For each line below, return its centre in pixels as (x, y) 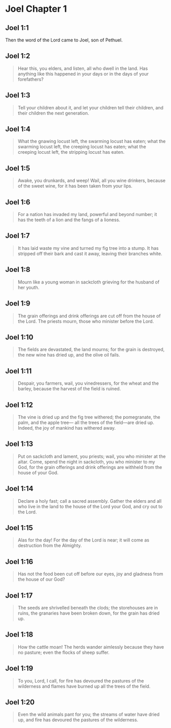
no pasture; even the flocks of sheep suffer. (64, 652)
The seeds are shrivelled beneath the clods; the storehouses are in (88, 608)
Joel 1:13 (19, 444)
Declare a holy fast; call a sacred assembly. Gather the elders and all (90, 501)
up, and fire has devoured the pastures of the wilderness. (78, 720)
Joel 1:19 (19, 668)
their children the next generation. (53, 113)
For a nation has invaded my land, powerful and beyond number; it (87, 215)
